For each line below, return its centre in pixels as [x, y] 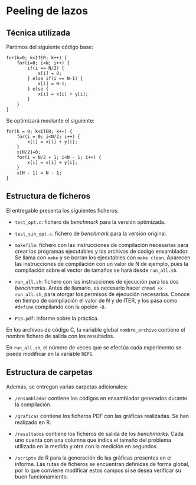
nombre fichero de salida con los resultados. [61, 336]
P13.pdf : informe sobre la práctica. [57, 318]
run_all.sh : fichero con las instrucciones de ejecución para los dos [97, 281]
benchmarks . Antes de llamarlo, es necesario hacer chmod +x [89, 288]
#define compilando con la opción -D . [60, 307]
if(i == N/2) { [46, 68]
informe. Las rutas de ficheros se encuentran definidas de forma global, [102, 464]
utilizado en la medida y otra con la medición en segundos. [86, 446]
